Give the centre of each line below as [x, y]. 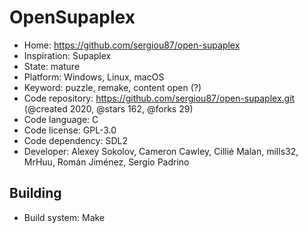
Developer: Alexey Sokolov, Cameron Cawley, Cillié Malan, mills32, [161, 151]
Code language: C [61, 119]
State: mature [52, 66]
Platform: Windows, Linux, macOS [94, 77]
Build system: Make [64, 217]
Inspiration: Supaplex [67, 55]
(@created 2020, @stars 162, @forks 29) [108, 108]
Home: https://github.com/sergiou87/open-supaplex [132, 45]
